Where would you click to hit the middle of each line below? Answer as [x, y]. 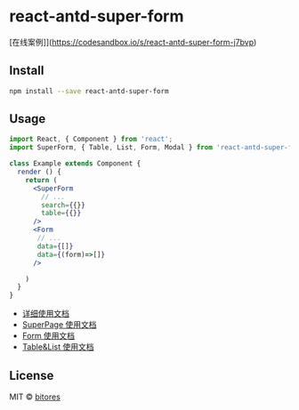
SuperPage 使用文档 [59, 325]
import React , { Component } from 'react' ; [91, 140]
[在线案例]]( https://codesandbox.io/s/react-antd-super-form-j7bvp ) [133, 42]
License [32, 375]
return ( [41, 180]
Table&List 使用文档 [58, 347]
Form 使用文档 [48, 336]
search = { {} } [64, 205]
